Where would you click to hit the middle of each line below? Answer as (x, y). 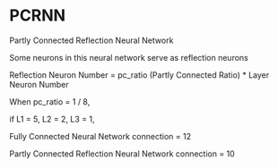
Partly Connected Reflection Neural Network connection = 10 (122, 154)
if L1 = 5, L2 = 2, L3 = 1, (52, 119)
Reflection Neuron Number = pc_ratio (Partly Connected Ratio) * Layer (139, 75)
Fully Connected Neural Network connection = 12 (100, 136)
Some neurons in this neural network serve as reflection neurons (129, 57)
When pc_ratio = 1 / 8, (50, 101)
